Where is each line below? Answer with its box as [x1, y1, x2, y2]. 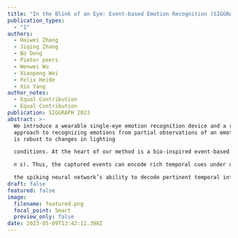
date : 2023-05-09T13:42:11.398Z [7, 220, 103, 227]
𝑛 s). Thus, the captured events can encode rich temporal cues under [13, 161, 227, 169]
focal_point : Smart [13, 207, 72, 214]
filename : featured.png [13, 200, 84, 208]
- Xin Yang [13, 83, 46, 90]
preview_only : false [13, 213, 74, 220]
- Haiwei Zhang [13, 37, 59, 44]
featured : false [7, 187, 55, 194]
